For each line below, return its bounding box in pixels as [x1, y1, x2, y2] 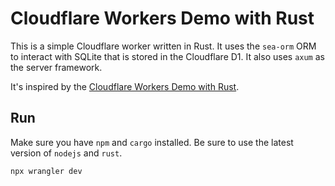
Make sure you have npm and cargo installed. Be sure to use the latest [10, 136, 294, 148]
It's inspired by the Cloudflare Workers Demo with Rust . [10, 80, 240, 92]
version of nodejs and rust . [10, 147, 123, 159]
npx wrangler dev [10, 166, 83, 176]
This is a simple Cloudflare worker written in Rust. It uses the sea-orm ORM [10, 40, 317, 52]
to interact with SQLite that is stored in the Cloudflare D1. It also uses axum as [10, 50, 325, 62]
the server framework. [10, 61, 103, 73]
